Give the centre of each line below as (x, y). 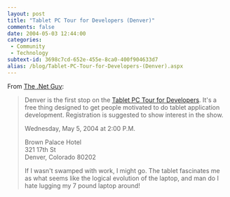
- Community (28, 46)
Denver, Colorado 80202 (60, 157)
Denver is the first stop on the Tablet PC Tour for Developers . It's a (121, 100)
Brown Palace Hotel (53, 142)
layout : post (26, 14)
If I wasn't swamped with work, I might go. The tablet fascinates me (122, 170)
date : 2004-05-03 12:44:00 (47, 33)
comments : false (31, 27)
